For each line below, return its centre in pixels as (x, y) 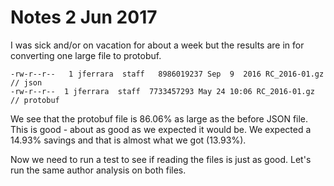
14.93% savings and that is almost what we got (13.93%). (128, 140)
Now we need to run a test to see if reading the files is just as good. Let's (161, 159)
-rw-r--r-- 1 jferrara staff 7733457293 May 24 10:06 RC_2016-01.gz (162, 91)
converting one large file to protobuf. (86, 55)
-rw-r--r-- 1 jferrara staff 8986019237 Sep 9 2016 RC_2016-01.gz (167, 74)
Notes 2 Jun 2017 (84, 17)
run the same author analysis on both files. (98, 170)
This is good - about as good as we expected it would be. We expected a (161, 129)
